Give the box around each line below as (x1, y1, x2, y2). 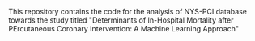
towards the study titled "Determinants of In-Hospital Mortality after (8, 15, 234, 25)
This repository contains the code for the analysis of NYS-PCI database (8, 7, 247, 16)
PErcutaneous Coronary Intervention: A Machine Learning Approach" (8, 24, 240, 33)
